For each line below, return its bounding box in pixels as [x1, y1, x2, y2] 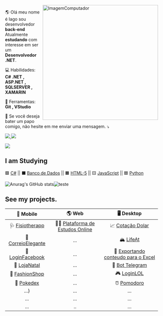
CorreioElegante [8, 240, 46, 246]
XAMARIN [5, 90, 26, 95]
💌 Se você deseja [5, 113, 40, 119]
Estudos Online [57, 226, 92, 233]
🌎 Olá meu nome [5, 9, 40, 15]
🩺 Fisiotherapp [9, 222, 45, 229]
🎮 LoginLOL [115, 270, 144, 276]
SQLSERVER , [5, 84, 33, 90]
